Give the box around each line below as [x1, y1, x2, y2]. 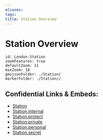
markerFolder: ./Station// [5, 76, 61, 81]
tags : [5, 12, 16, 17]
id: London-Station [5, 54, 46, 60]
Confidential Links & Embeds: [5, 90, 99, 98]
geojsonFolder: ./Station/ [5, 72, 61, 77]
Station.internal [12, 108, 44, 115]
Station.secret [12, 130, 41, 136]
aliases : [5, 7, 23, 12]
